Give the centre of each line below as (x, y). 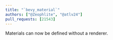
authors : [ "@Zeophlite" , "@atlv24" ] (44, 14)
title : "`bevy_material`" (32, 10)
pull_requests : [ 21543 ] (30, 19)
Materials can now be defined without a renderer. (56, 33)
